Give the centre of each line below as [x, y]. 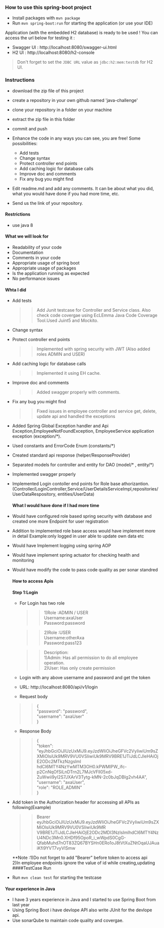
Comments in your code [36, 258]
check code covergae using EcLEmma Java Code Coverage [97, 316]
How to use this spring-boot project [48, 7]
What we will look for [27, 236]
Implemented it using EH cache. [69, 373]
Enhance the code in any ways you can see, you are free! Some [76, 138]
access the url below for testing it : [40, 38]
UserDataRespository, [34, 494]
